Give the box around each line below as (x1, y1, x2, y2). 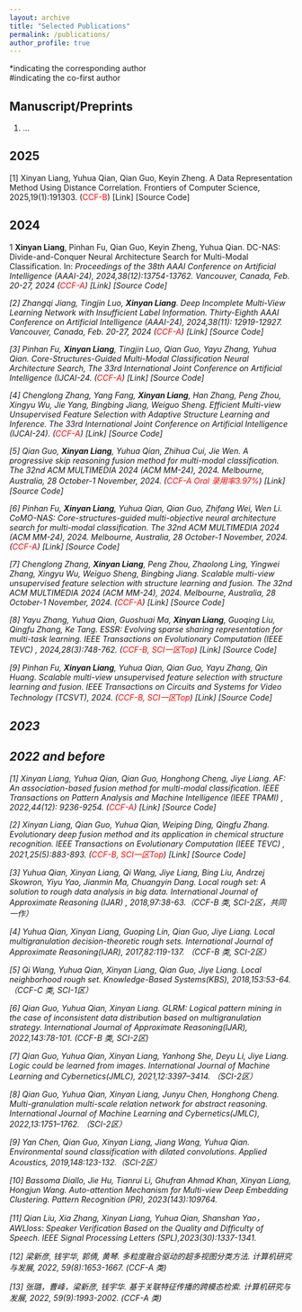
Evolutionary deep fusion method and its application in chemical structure (9, 828, 285, 839)
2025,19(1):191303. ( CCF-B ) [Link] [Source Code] (9, 191, 191, 203)
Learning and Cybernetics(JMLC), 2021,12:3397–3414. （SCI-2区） (9, 1071, 258, 1081)
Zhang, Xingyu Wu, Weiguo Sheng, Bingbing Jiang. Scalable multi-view (9, 568, 275, 579)
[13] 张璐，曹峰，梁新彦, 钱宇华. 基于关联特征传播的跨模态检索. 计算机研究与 (9, 1280, 291, 1292)
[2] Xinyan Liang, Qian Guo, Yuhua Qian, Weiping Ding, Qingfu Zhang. (9, 819, 270, 829)
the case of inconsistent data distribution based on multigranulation (9, 1012, 262, 1023)
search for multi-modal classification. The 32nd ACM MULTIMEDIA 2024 (9, 521, 280, 532)
